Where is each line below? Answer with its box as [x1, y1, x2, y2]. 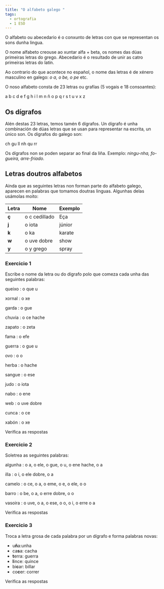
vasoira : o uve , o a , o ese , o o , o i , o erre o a [5, 500, 96, 506]
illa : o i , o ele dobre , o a [5, 471, 54, 477]
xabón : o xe [5, 419, 31, 426]
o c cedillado [25, 213, 55, 220]
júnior [59, 221, 72, 228]
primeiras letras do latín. [5, 60, 54, 65]
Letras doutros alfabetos [5, 170, 82, 178]
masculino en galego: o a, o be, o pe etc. [5, 74, 88, 80]
